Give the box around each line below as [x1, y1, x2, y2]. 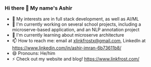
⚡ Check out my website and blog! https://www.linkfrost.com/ [12, 56, 139, 62]
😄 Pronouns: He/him [12, 50, 56, 56]
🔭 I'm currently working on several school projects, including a [12, 21, 141, 27]
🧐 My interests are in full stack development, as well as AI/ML [12, 16, 139, 22]
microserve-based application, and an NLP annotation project [12, 27, 140, 33]
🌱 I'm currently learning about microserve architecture [12, 32, 124, 38]
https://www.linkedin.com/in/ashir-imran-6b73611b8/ [12, 45, 121, 51]
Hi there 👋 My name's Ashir [5, 5, 73, 12]
